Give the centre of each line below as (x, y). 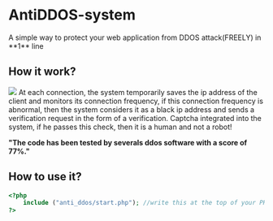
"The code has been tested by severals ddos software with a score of (128, 142)
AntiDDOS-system (72, 15)
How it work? (42, 72)
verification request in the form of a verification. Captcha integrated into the (135, 118)
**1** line (26, 45)
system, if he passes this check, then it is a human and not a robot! (121, 127)
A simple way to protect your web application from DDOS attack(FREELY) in (135, 37)
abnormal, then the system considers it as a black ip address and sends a (131, 109)
